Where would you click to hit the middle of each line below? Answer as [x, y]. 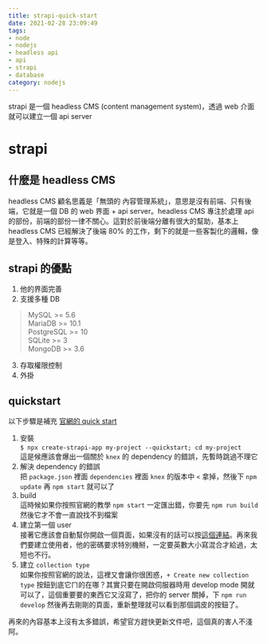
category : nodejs [37, 82]
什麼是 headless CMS [62, 180]
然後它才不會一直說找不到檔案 [69, 515]
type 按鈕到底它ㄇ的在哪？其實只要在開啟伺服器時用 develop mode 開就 [137, 585]
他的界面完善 [41, 289]
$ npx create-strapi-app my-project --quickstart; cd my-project [130, 448]
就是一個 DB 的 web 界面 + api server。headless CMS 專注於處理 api [141, 211]
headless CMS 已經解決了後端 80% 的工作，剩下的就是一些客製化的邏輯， [130, 231]
